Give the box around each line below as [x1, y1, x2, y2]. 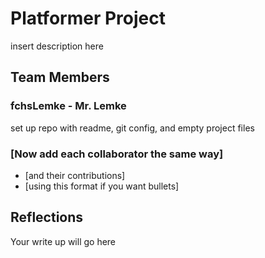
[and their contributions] [24, 169, 126, 181]
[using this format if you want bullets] [24, 180, 180, 192]
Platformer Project [10, 7, 166, 30]
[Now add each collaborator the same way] [10, 147, 224, 161]
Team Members [10, 69, 110, 86]
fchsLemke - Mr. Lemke [10, 99, 127, 113]
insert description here [10, 40, 104, 52]
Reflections [10, 209, 84, 226]
